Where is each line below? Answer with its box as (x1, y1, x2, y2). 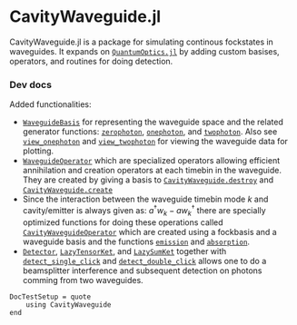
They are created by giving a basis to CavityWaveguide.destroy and (22, 174, 274, 185)
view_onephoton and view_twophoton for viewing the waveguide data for (22, 136, 289, 147)
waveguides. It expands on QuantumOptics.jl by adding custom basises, (9, 45, 280, 56)
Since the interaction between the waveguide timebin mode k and (22, 193, 269, 205)
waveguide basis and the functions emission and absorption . (22, 236, 251, 247)
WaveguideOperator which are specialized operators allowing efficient (22, 155, 281, 166)
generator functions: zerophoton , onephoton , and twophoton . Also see (22, 126, 278, 137)
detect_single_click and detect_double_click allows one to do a (22, 255, 267, 266)
